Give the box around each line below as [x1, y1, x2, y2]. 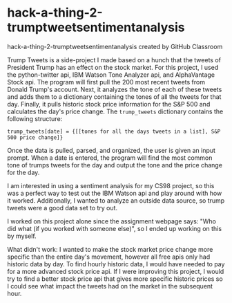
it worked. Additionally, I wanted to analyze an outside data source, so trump [7, 196, 225, 205]
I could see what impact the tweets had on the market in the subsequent [7, 282, 213, 290]
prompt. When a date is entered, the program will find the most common [7, 154, 213, 162]
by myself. [7, 232, 37, 240]
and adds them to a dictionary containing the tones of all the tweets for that [7, 92, 222, 101]
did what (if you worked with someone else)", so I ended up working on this [7, 224, 222, 232]
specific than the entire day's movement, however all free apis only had [7, 252, 211, 261]
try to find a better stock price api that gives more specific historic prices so [7, 275, 223, 283]
